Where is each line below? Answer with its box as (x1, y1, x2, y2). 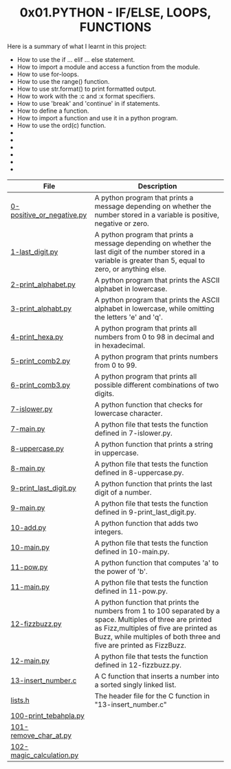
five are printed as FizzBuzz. (94, 640, 187, 650)
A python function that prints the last (94, 479, 213, 489)
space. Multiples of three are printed (94, 614, 212, 624)
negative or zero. (94, 219, 149, 228)
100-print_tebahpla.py (10, 711, 85, 720)
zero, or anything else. (94, 264, 166, 274)
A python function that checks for (94, 400, 203, 410)
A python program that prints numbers (94, 352, 219, 361)
